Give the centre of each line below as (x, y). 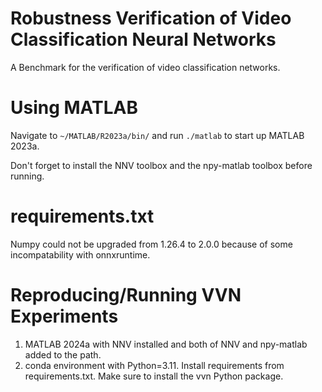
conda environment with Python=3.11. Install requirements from (154, 365)
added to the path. (63, 354)
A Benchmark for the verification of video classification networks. (145, 67)
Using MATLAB (74, 108)
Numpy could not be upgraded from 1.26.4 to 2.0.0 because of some (151, 244)
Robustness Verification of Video (151, 18)
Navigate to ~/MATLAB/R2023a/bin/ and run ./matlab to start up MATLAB (157, 135)
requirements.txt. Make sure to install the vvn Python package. (154, 376)
